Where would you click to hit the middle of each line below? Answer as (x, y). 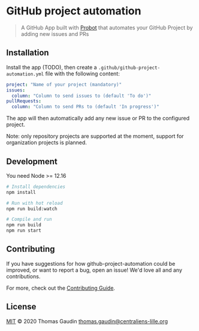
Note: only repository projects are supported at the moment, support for (95, 136)
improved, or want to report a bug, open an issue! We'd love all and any (94, 270)
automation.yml (25, 74)
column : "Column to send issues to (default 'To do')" (82, 96)
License (21, 307)
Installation (28, 53)
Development (32, 161)
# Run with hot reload (34, 203)
